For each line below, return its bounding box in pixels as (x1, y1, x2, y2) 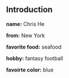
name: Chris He (6, 20, 45, 27)
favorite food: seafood (6, 43, 62, 50)
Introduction (6, 5, 53, 15)
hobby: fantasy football (6, 54, 64, 61)
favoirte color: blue (6, 66, 54, 73)
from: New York (6, 32, 45, 39)
